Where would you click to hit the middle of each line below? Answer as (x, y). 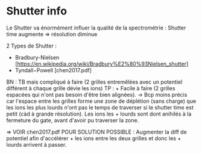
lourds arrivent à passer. (36, 144)
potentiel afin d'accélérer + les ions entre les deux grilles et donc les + (94, 138)
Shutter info (37, 11)
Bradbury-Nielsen (37, 57)
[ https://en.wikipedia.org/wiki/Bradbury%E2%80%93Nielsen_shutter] (102, 64)
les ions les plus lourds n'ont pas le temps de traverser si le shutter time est (100, 107)
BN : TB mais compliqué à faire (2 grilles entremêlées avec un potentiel (94, 82)
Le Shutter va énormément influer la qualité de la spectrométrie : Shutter (96, 28)
